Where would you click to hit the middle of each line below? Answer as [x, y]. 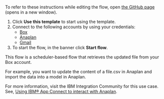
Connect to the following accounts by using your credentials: [74, 27]
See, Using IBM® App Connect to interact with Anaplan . [61, 91]
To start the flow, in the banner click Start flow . [60, 48]
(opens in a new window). [31, 12]
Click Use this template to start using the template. [64, 22]
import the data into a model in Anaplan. [45, 77]
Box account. [18, 62]
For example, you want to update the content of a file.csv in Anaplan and [79, 72]
